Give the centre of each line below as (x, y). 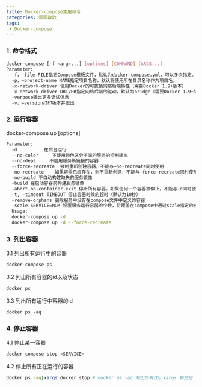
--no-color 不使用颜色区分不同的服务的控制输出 (70, 155)
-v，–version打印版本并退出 (43, 103)
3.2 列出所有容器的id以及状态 (42, 277)
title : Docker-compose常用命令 (44, 12)
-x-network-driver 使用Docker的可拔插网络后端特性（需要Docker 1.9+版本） (99, 86)
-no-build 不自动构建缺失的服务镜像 (52, 178)
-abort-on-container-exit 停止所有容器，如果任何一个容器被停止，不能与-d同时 (102, 189)
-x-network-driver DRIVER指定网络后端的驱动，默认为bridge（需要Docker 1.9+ (103, 92)
